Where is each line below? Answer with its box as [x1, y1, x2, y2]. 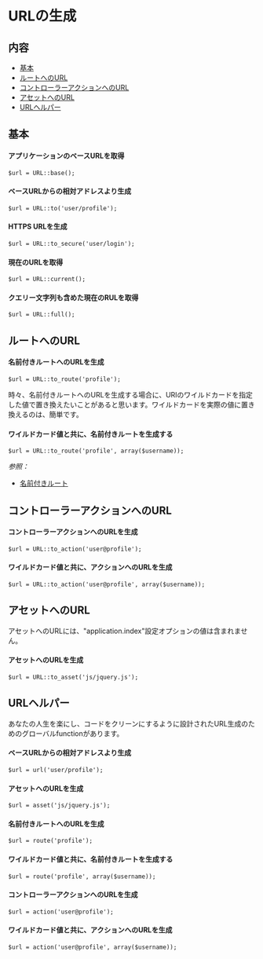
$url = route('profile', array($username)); [8, 873, 156, 880]
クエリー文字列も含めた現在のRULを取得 [8, 292, 139, 302]
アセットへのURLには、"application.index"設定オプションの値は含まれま [8, 626, 241, 635]
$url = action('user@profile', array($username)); [8, 943, 177, 951]
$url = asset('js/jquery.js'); [8, 802, 111, 810]
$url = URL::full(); [8, 311, 76, 319]
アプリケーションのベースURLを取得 [8, 151, 125, 160]
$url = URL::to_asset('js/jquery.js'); [8, 673, 139, 682]
